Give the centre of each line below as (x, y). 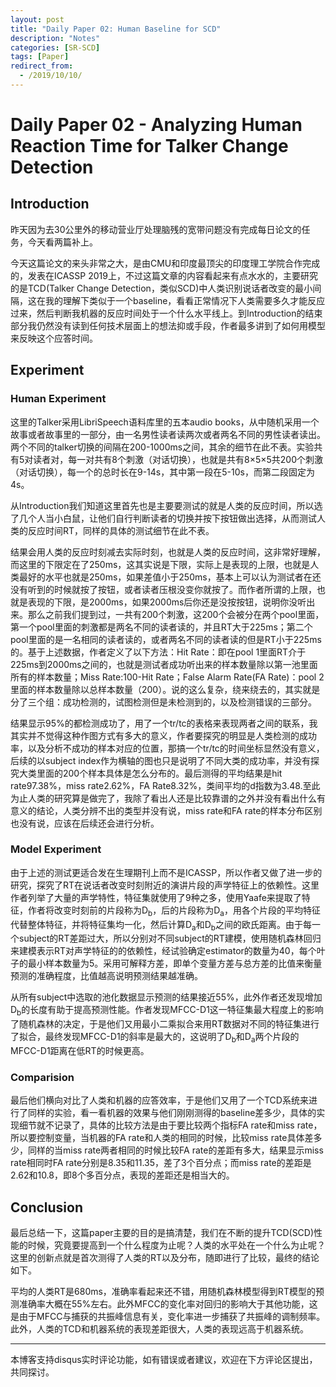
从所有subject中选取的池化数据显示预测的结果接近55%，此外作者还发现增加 (166, 997)
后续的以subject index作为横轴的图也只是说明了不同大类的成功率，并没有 (161, 760)
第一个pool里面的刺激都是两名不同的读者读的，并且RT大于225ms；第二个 (161, 627)
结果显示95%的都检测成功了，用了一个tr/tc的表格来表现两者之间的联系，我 (164, 723)
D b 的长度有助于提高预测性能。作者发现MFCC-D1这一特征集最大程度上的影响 (167, 1011)
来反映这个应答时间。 (54, 338)
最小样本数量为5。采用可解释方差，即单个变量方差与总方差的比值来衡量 (175, 963)
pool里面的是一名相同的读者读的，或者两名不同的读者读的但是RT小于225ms (166, 639)
